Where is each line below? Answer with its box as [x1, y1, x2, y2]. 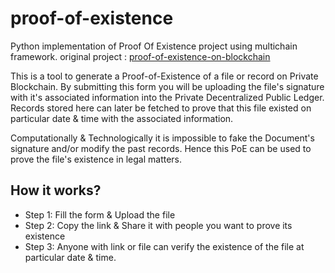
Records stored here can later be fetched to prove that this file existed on [10, 102, 312, 114]
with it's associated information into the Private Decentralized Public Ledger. [10, 91, 325, 103]
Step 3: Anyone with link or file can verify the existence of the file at [24, 240, 305, 252]
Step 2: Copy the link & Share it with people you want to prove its [24, 219, 293, 231]
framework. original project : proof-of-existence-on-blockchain [10, 50, 271, 62]
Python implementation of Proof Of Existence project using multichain [10, 40, 298, 52]
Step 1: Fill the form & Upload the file [24, 208, 176, 221]
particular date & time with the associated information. [10, 112, 234, 124]
